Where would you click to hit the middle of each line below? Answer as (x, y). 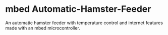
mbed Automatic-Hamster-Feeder (78, 9)
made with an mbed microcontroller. (43, 28)
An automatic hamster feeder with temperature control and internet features (84, 23)
